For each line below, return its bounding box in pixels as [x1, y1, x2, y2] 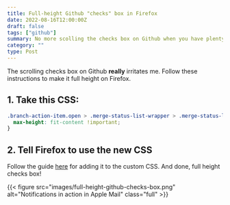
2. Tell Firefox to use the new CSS [7, 144, 153, 156]
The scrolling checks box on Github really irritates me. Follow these [7, 67, 198, 75]
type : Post [7, 49, 38, 56]
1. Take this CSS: [7, 94, 79, 106]
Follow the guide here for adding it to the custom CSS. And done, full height [7, 162, 220, 171]
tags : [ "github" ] [7, 29, 57, 36]
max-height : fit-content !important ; [13, 119, 121, 125]
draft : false [7, 23, 44, 29]
